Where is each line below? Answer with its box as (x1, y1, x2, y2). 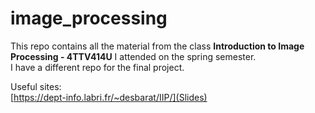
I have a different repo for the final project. (10, 61, 185, 73)
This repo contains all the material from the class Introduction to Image (10, 40, 305, 52)
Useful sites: (10, 80, 62, 92)
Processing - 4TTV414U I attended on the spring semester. (10, 50, 257, 62)
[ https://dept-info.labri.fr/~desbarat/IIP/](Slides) (10, 91, 208, 103)
